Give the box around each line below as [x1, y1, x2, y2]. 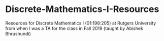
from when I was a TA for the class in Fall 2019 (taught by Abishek [5, 25, 144, 31]
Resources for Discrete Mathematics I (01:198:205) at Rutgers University [5, 20, 156, 26]
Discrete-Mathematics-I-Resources [5, 3, 159, 15]
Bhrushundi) [5, 30, 31, 36]
